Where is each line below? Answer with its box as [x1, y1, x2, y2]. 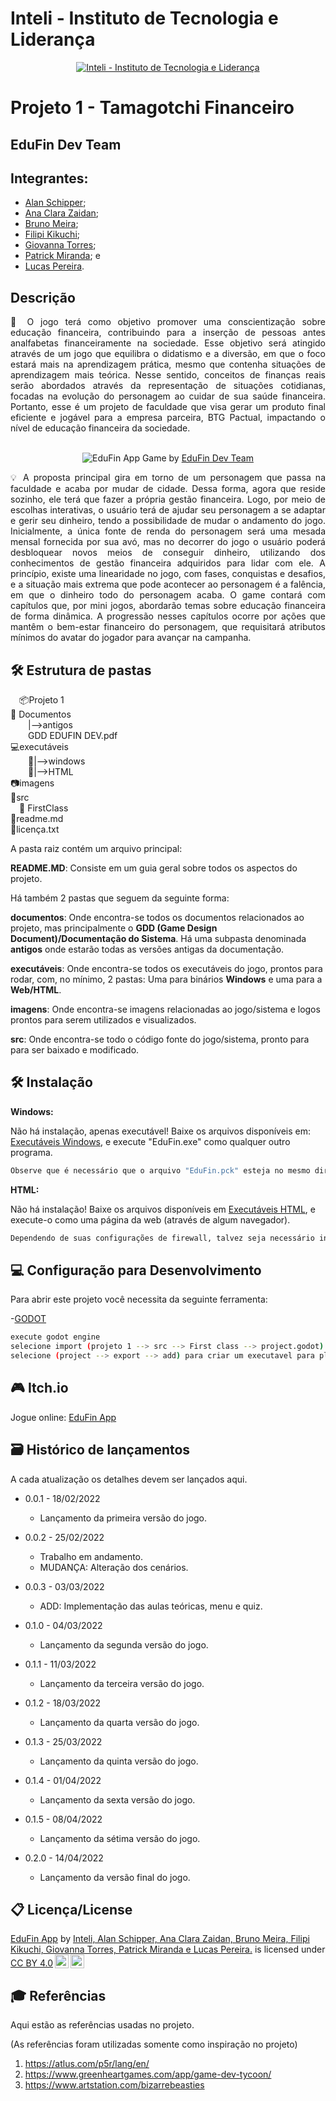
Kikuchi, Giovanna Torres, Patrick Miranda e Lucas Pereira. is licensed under [10, 1943, 326, 1956]
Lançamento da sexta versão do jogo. [39, 1793, 196, 1806]
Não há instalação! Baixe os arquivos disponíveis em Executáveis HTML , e [10, 1203, 316, 1215]
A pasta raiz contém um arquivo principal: [10, 842, 183, 854]
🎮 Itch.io [10, 1380, 69, 1397]
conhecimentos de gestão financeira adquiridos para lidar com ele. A [10, 557, 326, 569]
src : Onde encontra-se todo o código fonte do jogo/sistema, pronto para [10, 1033, 310, 1045]
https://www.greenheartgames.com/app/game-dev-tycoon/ [24, 2068, 272, 2081]
